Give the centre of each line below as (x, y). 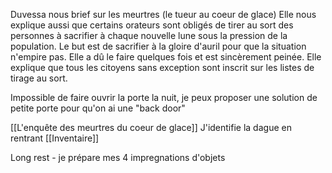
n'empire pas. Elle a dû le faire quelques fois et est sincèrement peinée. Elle (166, 57)
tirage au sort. (39, 78)
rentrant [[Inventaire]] (55, 138)
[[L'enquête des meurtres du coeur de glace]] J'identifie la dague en (151, 127)
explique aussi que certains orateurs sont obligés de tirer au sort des (152, 25)
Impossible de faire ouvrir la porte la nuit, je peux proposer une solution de (164, 97)
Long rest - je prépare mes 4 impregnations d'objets (118, 157)
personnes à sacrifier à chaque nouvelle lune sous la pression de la (149, 35)
